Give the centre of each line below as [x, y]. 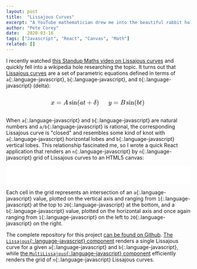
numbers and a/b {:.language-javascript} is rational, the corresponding [91, 126]
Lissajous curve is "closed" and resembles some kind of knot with [86, 133]
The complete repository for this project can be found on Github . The [89, 234]
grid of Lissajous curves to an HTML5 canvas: [89, 157]
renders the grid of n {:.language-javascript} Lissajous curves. [80, 259]
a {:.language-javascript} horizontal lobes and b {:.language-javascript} [90, 139]
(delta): [42, 85]
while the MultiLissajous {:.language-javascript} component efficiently [91, 253]
